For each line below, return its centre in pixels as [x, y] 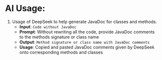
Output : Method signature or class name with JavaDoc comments [84, 42]
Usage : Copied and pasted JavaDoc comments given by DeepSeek [87, 47]
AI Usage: [25, 8]
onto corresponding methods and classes [61, 52]
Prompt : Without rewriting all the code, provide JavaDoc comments [87, 32]
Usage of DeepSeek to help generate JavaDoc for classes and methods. [84, 22]
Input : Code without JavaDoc [48, 26]
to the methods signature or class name [59, 37]
